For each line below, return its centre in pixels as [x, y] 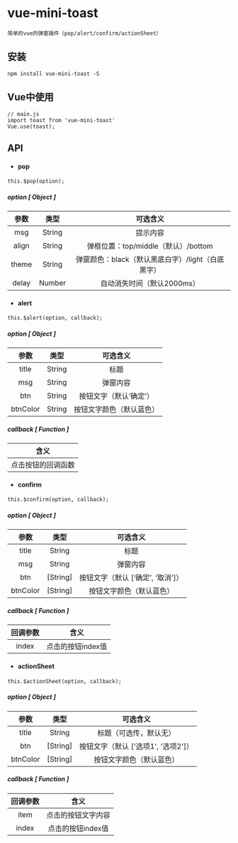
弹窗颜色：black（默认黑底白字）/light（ [143, 259]
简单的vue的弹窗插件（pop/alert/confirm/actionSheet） [84, 33]
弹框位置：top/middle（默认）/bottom [151, 246]
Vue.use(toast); [31, 126]
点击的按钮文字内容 [79, 815]
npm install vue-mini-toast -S [53, 74]
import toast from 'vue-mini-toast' [61, 120]
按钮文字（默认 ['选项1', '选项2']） [136, 746]
